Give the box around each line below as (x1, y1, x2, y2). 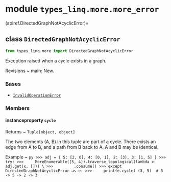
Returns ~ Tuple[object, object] (5, 129, 76, 135)
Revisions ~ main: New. (5, 67, 55, 74)
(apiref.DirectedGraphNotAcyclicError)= (5, 20, 89, 26)
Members (5, 104, 30, 111)
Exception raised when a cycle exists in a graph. (5, 57, 107, 64)
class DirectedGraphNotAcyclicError (5, 35, 120, 43)
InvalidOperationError (12, 93, 61, 98)
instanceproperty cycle (5, 117, 56, 123)
